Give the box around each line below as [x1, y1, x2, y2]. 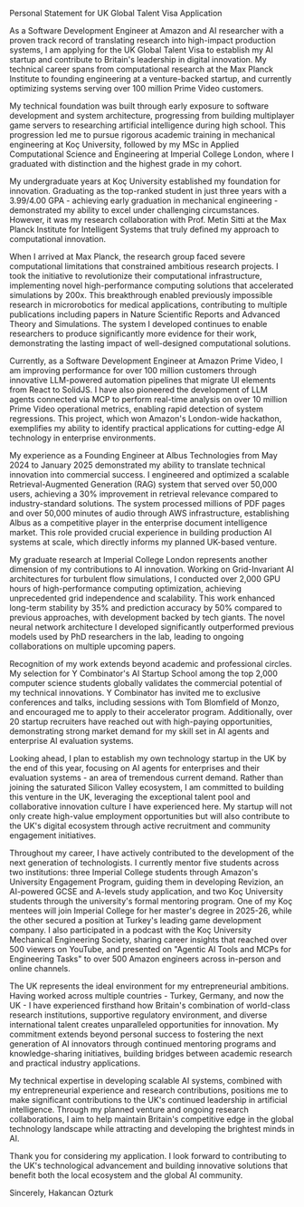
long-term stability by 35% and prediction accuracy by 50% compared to [9, 603, 282, 613]
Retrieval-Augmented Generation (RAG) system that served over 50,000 [9, 479, 278, 489]
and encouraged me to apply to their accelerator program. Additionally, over [9, 707, 293, 717]
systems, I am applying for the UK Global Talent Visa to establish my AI [9, 44, 273, 55]
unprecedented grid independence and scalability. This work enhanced [9, 593, 276, 603]
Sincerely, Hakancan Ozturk [9, 1187, 114, 1198]
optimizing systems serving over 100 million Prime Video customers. [9, 83, 264, 93]
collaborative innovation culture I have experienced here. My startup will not [9, 801, 293, 812]
